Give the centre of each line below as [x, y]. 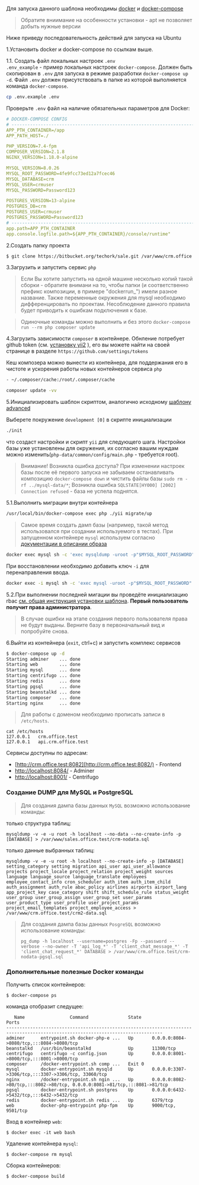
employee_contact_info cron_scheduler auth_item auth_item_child [88, 882]
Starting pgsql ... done [44, 687]
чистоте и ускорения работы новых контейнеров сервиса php [84, 369]
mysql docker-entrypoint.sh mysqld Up [70, 1069]
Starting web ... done [44, 665]
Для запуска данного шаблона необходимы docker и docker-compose [95, 9]
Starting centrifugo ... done [44, 676]
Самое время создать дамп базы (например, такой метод [94, 525]
